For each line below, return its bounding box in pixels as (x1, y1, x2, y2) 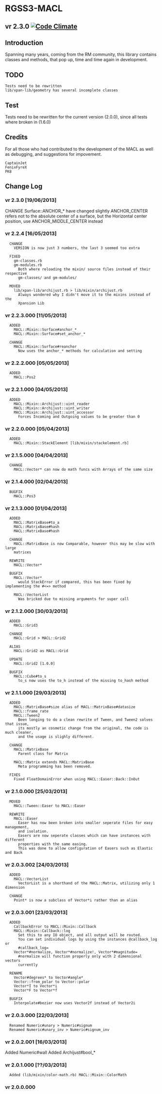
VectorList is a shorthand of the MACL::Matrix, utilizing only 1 (17, 881, 155, 886)
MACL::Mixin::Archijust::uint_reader (14, 401, 90, 406)
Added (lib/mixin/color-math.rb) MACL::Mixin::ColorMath (9, 1073, 127, 1077)
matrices (14, 549, 32, 555)
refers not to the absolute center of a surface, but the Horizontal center (5, 213, 147, 219)
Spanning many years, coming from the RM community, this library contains (5, 51, 157, 57)
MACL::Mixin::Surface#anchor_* (14, 327, 77, 332)
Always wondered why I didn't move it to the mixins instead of (17, 292, 151, 297)
